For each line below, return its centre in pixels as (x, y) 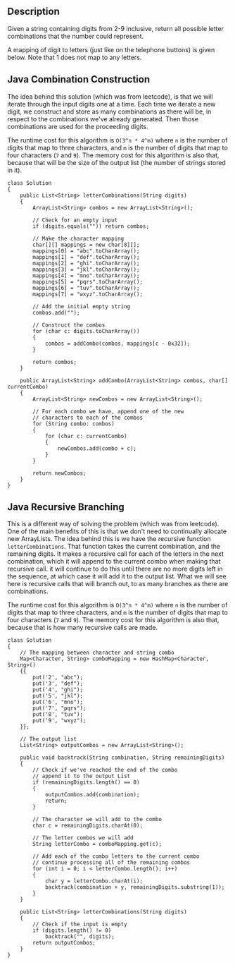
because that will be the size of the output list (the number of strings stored (117, 162)
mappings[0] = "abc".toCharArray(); (86, 251)
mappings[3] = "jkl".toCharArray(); (86, 269)
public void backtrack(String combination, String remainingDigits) (122, 758)
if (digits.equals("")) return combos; (91, 226)
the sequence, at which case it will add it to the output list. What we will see (117, 576)
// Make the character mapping (78, 238)
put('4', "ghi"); (58, 690)
